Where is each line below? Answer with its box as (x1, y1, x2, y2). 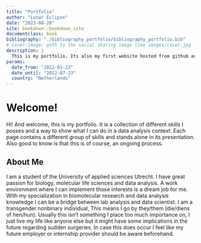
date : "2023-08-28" (6, 20, 55, 26)
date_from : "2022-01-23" (11, 64, 74, 70)
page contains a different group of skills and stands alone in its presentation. (6, 134, 195, 141)
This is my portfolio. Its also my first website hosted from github (11, 53, 188, 59)
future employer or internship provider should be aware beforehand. (6, 230, 175, 237)
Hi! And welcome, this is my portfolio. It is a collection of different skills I (6, 121, 184, 128)
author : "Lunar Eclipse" (6, 14, 68, 20)
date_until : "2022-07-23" (11, 70, 77, 76)
